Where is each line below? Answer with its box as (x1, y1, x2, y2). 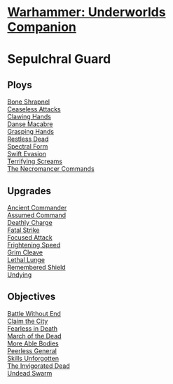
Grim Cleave (7, 248, 43, 256)
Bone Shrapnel (7, 97, 50, 106)
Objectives (7, 291, 56, 303)
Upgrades (7, 185, 51, 197)
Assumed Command (7, 211, 67, 219)
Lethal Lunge (7, 256, 46, 263)
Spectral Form (7, 142, 48, 151)
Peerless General (7, 346, 57, 355)
